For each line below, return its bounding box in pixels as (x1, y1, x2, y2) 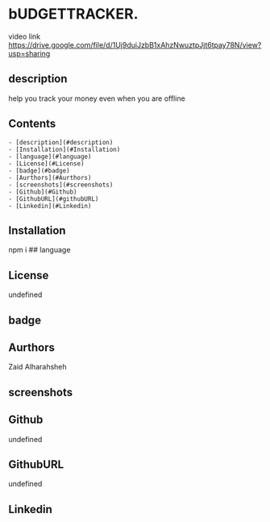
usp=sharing (8, 48, 51, 58)
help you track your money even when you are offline (8, 94, 185, 103)
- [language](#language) (8, 152, 92, 161)
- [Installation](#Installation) (8, 145, 121, 153)
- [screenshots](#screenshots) (8, 181, 114, 189)
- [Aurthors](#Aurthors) (8, 173, 92, 182)
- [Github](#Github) (8, 187, 78, 196)
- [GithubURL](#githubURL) (8, 194, 99, 203)
